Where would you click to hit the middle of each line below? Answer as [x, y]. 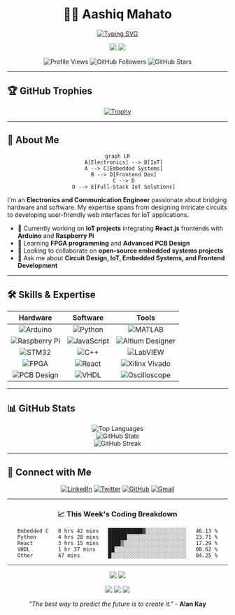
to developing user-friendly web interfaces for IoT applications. [98, 214]
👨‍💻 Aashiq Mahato [117, 14]
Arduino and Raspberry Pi [56, 235]
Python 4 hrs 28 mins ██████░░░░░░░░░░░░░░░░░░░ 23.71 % [117, 537]
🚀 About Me [33, 140]
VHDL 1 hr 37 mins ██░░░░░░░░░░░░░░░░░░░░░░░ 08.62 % [117, 550]
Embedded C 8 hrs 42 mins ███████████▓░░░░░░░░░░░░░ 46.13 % [117, 531]
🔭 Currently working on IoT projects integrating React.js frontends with [120, 228]
